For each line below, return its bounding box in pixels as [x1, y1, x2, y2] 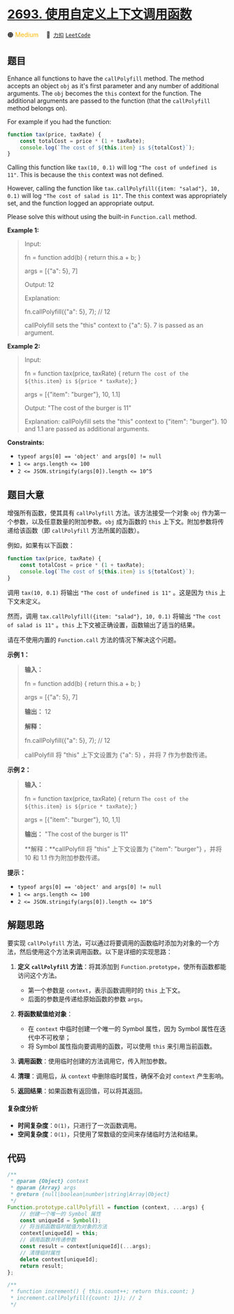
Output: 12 [24, 281, 54, 289]
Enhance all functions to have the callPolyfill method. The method [7, 74, 205, 83]
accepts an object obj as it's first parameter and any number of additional [7, 81, 219, 90]
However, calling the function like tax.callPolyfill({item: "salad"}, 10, [7, 184, 221, 193]
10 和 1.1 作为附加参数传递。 [24, 853, 104, 862]
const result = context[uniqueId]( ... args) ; [20, 1243, 152, 1250]
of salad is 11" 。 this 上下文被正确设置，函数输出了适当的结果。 [7, 620, 199, 629]
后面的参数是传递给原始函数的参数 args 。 [27, 995, 147, 1003]
